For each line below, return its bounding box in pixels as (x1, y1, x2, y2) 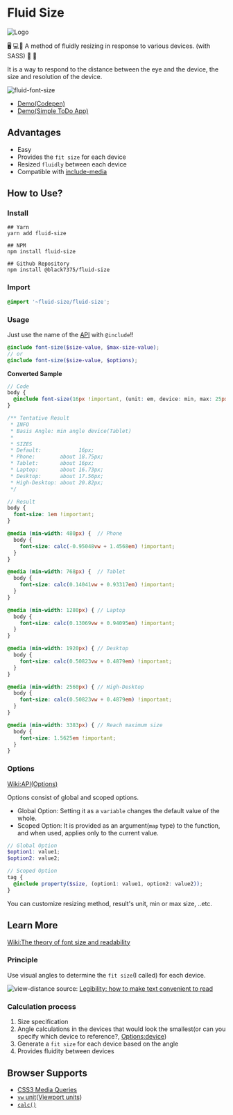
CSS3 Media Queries (17, 1085, 78, 1093)
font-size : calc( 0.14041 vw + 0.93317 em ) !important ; (19, 581, 175, 588)
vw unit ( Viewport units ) (17, 1093, 82, 1101)
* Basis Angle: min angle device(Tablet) (10, 427, 132, 434)
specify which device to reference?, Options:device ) (17, 1032, 167, 1041)
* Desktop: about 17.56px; (10, 473, 104, 479)
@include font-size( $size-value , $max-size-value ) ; (7, 343, 159, 351)
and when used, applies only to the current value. (17, 828, 159, 837)
